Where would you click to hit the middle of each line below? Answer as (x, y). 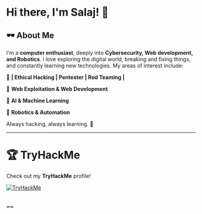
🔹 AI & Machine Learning (38, 101)
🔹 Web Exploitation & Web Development (57, 89)
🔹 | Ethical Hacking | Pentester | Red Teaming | (66, 77)
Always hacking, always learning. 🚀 (50, 124)
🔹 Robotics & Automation (38, 112)
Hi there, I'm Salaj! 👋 (58, 12)
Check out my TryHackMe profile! (49, 176)
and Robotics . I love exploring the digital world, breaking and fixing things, (99, 59)
